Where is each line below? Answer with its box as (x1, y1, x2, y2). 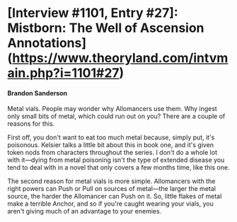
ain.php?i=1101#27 (7, 65, 120, 81)
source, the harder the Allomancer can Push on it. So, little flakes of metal (7, 192, 222, 201)
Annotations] (7, 35, 87, 51)
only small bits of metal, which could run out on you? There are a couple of (7, 112, 226, 121)
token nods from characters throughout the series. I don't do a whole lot (7, 148, 218, 157)
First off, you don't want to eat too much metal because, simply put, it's (7, 133, 215, 142)
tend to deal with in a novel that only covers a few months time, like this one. (7, 163, 230, 172)
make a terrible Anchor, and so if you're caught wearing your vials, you (7, 199, 214, 208)
